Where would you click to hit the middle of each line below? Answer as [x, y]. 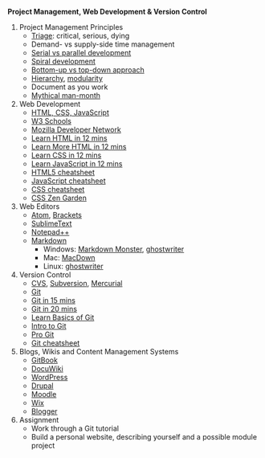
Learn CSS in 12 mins [66, 155]
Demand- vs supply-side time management [103, 44]
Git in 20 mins [54, 309]
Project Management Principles [71, 27]
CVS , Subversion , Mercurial [77, 283]
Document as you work [69, 87]
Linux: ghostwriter [73, 266]
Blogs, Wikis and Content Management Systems [99, 352]
